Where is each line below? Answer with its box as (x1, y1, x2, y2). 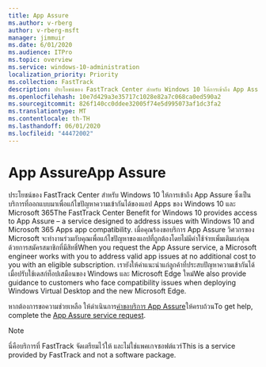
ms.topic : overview (8, 56, 73, 64)
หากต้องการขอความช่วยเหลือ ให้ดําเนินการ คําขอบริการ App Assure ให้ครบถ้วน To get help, (8, 301, 253, 311)
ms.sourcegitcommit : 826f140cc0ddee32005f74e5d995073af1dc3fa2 (8, 100, 222, 108)
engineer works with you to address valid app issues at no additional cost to (8, 251, 256, 261)
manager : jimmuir (8, 33, 66, 42)
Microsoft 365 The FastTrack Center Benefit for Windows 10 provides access (8, 208, 257, 217)
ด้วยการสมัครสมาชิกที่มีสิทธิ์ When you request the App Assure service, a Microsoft (8, 243, 257, 252)
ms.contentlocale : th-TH (8, 115, 90, 123)
